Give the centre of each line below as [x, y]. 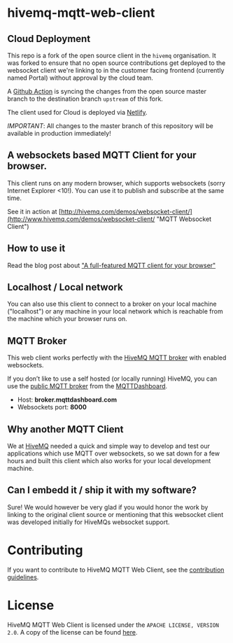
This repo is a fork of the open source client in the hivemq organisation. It [112, 55]
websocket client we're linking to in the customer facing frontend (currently [116, 70]
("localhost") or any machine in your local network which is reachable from [115, 311]
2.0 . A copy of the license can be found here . [72, 632]
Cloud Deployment [49, 39]
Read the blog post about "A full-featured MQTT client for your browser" [112, 265]
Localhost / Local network [65, 287]
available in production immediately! [59, 133]
